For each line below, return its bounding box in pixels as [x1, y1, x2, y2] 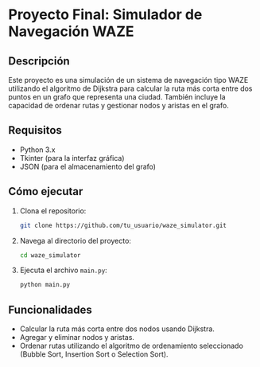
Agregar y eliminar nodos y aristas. [19, 333, 135, 342]
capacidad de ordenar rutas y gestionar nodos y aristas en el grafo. [8, 101, 229, 110]
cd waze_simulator [19, 251, 81, 260]
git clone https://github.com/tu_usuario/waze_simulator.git [19, 221, 227, 229]
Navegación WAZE [8, 22, 134, 41]
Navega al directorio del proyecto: [19, 236, 131, 245]
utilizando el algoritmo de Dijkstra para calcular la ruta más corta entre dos [8, 84, 253, 93]
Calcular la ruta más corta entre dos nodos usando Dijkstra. [19, 324, 215, 334]
